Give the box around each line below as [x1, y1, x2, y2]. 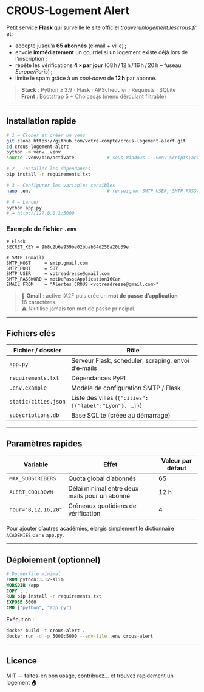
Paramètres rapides [6, 438, 83, 449]
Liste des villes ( [71, 394, 118, 402]
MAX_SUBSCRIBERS [9, 475, 56, 482]
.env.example [9, 385, 47, 391]
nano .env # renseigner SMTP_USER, [6, 188, 170, 194]
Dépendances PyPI [71, 374, 126, 382]
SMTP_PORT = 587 [6, 265, 59, 271]
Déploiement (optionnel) [6, 554, 101, 565]
